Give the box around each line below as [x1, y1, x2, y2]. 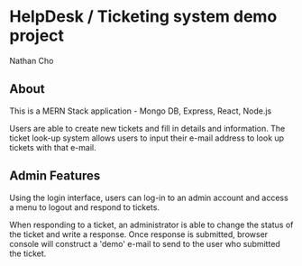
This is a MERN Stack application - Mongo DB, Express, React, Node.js [9, 105, 272, 116]
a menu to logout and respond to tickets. [9, 201, 160, 213]
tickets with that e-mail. [9, 142, 96, 152]
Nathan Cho [9, 55, 54, 66]
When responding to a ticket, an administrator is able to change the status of [9, 219, 294, 230]
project [9, 25, 65, 46]
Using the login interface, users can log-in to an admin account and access [9, 192, 288, 203]
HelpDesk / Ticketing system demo [9, 6, 278, 27]
